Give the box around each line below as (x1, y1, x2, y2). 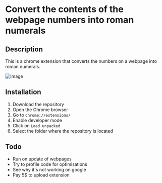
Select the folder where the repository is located (12, 128, 114, 134)
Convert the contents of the (5, 4, 124, 15)
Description (5, 45, 43, 53)
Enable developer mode (12, 117, 62, 123)
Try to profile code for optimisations (12, 161, 87, 167)
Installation (5, 88, 41, 97)
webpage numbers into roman (5, 14, 134, 26)
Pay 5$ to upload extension (12, 172, 70, 178)
